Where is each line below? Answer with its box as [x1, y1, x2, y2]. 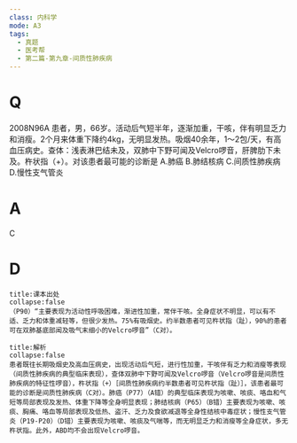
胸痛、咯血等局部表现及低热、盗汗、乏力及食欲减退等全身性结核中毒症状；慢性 [21, 407, 267, 416]
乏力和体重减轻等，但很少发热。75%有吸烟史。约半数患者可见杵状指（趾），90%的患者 [21, 316, 287, 325]
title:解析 [9, 343, 47, 352]
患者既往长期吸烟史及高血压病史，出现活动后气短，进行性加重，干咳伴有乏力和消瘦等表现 [9, 360, 286, 369]
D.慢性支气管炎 [9, 167, 64, 177]
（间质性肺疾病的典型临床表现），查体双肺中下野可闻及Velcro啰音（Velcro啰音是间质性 [9, 369, 285, 378]
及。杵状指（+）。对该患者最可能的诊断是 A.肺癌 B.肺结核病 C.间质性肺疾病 [9, 156, 281, 167]
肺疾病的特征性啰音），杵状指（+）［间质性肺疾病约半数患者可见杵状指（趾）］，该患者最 [9, 378, 277, 388]
